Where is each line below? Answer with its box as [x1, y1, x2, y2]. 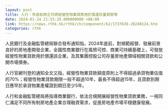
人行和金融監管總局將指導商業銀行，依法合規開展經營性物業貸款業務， [5, 93, 150, 99]
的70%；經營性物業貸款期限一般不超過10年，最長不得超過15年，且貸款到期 [5, 76, 159, 82]
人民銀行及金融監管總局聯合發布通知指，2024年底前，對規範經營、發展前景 [5, 41, 161, 47]
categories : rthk [5, 26, 41, 31]
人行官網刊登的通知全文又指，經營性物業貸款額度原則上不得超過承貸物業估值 [5, 70, 163, 76]
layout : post [5, 7, 32, 13]
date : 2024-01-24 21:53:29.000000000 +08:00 [5, 17, 99, 22]
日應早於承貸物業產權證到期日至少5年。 [5, 82, 87, 88]
